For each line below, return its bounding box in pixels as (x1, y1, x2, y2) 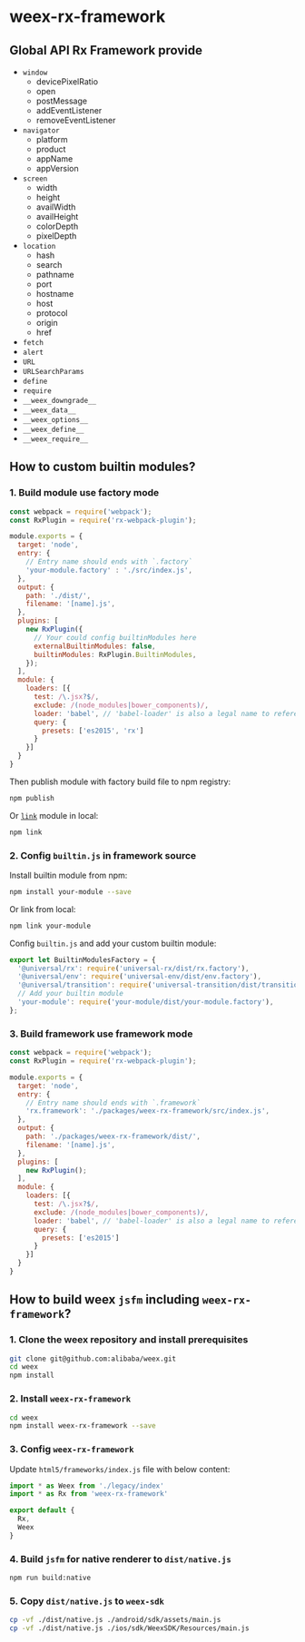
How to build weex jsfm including (9, 1292, 200, 1308)
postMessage (35, 95, 88, 106)
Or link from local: (9, 903, 76, 914)
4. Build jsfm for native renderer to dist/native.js (9, 1552, 231, 1565)
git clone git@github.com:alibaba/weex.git (9, 1354, 177, 1363)
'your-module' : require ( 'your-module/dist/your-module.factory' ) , (17, 998, 274, 1007)
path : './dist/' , (25, 591, 92, 600)
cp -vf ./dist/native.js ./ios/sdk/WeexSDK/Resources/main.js (9, 1624, 250, 1633)
